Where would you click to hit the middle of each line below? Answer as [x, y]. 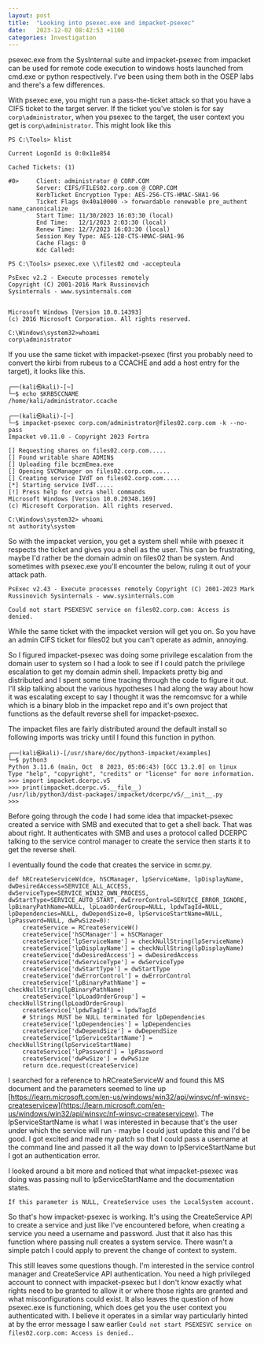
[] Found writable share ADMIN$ [61, 458]
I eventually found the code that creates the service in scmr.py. [110, 865]
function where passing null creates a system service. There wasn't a [121, 1242]
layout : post [29, 15]
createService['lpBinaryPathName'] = [84, 983]
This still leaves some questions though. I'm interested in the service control [131, 1265]
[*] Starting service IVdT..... [61, 486]
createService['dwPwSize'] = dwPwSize [86, 1059]
